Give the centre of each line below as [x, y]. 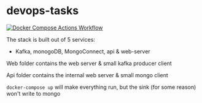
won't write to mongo [33, 93]
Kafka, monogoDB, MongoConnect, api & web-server [83, 51]
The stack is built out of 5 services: [51, 39]
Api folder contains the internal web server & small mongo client [87, 75]
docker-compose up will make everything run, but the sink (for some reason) [101, 87]
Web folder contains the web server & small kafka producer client [89, 63]
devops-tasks [42, 11]
